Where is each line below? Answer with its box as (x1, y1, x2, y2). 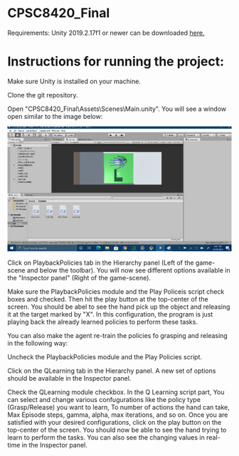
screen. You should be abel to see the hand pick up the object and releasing (7, 302, 230, 311)
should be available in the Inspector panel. (7, 374, 132, 383)
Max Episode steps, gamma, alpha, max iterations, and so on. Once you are (7, 410, 228, 419)
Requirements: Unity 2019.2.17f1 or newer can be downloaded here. (7, 28, 205, 37)
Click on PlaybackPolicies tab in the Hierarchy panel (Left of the (7, 258, 194, 267)
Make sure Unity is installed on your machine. (7, 77, 141, 85)
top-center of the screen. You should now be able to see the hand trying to (7, 425, 227, 435)
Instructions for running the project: (7, 53, 225, 70)
